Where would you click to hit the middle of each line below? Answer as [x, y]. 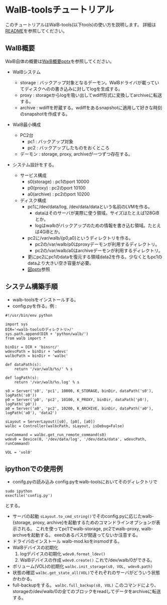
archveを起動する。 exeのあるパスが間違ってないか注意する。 [76, 535]
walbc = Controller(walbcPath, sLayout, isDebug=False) [65, 426]
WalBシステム [27, 72]
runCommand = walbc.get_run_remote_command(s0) [56, 435]
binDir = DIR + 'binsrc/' [32, 347]
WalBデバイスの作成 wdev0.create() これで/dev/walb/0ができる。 [87, 560]
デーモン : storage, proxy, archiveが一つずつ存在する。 [76, 154]
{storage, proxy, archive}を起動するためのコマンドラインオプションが [84, 523]
